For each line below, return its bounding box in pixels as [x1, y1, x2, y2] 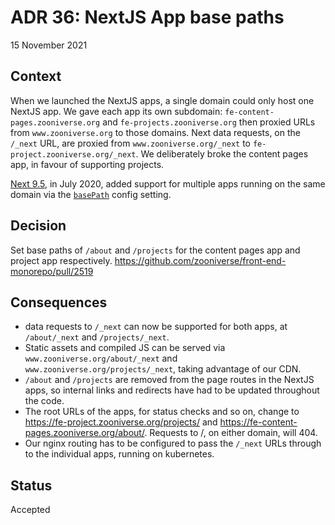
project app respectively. [10, 254, 113, 266]
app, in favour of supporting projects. [10, 158, 165, 170]
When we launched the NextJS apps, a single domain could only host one [10, 94, 315, 106]
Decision [10, 217, 67, 235]
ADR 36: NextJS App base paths [10, 6, 285, 29]
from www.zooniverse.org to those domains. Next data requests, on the [10, 126, 301, 138]
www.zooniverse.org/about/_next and [24, 352, 178, 365]
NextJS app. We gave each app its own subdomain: [10, 105, 223, 117]
